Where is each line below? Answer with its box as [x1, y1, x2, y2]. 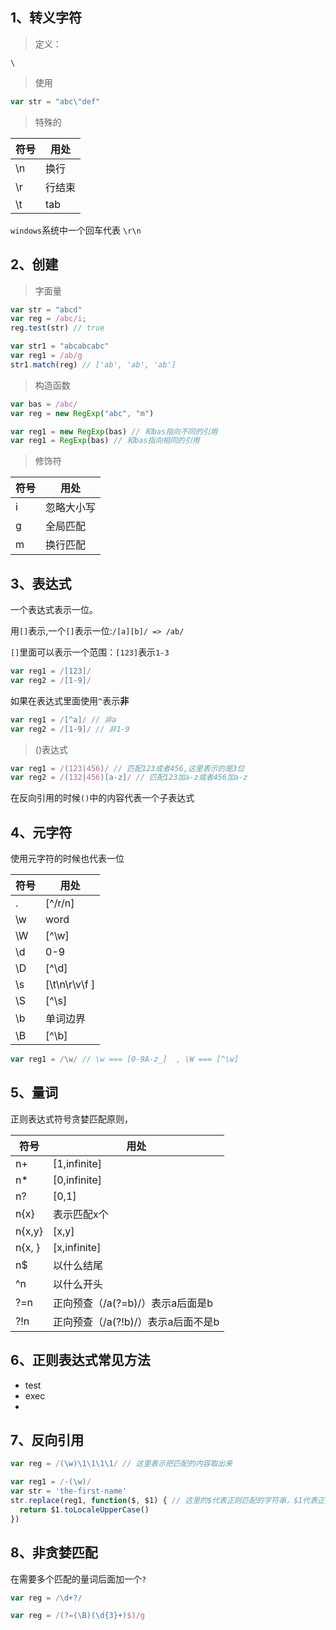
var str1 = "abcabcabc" [10, 341, 110, 352]
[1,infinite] [52, 1156, 103, 1170]
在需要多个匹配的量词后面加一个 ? [10, 1573, 147, 1585]
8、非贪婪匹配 [10, 1544, 98, 1562]
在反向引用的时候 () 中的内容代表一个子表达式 [10, 792, 195, 804]
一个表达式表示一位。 [10, 604, 98, 616]
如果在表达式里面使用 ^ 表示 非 [10, 694, 130, 707]
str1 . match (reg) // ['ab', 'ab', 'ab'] [10, 359, 177, 370]
